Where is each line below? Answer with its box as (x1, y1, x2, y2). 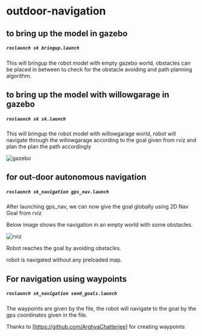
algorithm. (6, 72, 32, 79)
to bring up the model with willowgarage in (6, 89, 170, 100)
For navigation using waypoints (6, 274, 127, 284)
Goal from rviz (6, 210, 42, 217)
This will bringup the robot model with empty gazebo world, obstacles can (6, 59, 191, 66)
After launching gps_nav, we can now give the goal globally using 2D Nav (6, 203, 189, 210)
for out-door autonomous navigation (6, 172, 147, 183)
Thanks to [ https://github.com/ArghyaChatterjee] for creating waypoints (6, 323, 185, 330)
